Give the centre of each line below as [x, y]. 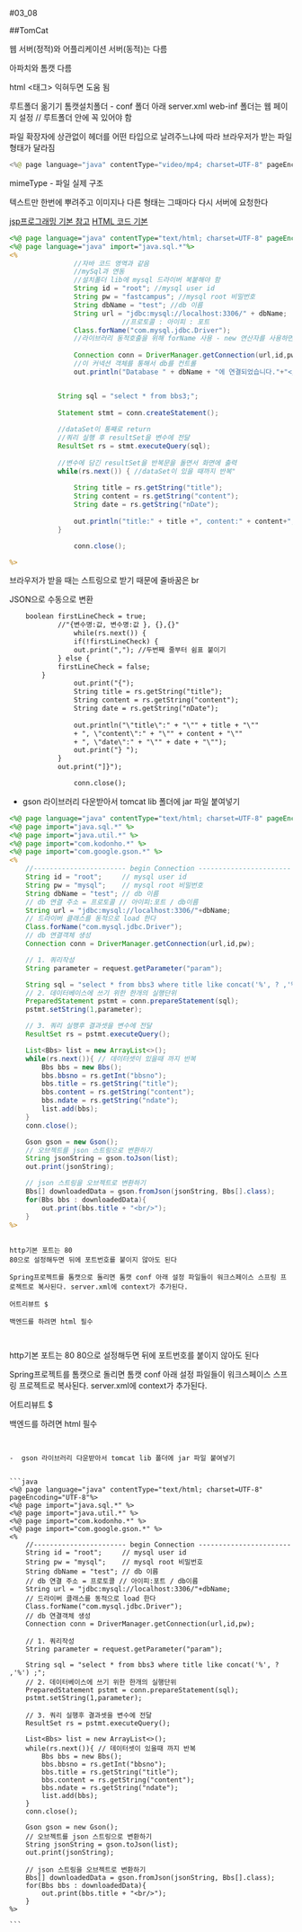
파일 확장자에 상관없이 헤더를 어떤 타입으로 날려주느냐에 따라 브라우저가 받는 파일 [151, 137]
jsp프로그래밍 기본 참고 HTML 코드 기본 [79, 221]
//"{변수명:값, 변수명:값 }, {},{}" [118, 625]
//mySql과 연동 [99, 272]
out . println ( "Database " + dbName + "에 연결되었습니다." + [179, 372]
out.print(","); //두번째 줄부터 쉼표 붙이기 [150, 650]
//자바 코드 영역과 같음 [111, 263]
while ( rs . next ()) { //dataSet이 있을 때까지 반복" [147, 471]
